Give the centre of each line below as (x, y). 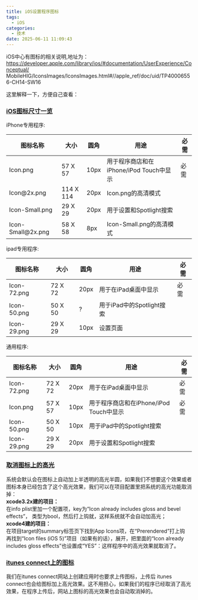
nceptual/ (18, 69)
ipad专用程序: (23, 249)
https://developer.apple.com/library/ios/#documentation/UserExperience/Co (99, 63)
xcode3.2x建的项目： (32, 501)
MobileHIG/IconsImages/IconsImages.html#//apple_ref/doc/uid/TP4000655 (98, 76)
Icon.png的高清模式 (134, 193)
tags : (13, 17)
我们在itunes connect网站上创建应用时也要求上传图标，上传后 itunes (89, 576)
